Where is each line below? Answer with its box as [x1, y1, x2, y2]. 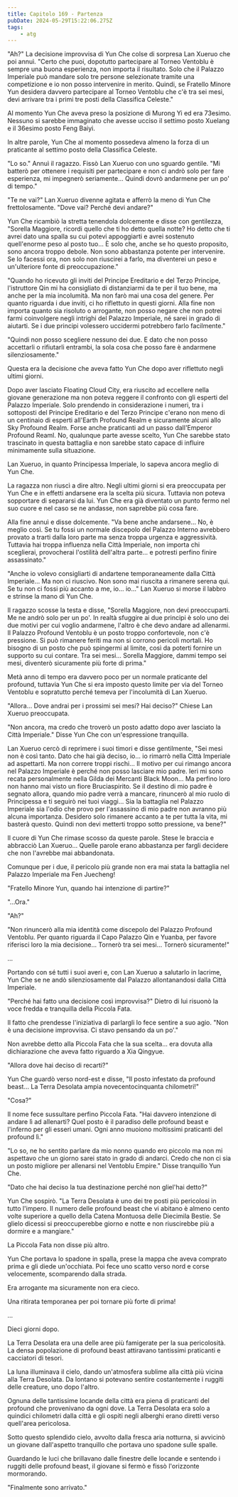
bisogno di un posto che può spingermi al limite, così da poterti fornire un [7, 644, 222, 652]
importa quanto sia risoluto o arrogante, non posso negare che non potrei [7, 307, 222, 315]
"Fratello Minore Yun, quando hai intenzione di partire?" [7, 884, 171, 893]
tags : [7, 23, 23, 31]
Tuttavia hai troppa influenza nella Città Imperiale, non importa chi [7, 540, 200, 549]
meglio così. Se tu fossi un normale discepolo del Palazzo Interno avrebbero [7, 525, 230, 534]
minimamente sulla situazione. [7, 446, 96, 455]
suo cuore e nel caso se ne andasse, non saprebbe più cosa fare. [7, 504, 199, 513]
